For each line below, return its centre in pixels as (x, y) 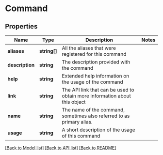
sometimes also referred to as (96, 116)
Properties (21, 26)
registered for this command (94, 54)
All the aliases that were (89, 48)
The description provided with (96, 62)
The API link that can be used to (98, 90)
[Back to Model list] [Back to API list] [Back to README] (61, 148)
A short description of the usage (99, 130)
